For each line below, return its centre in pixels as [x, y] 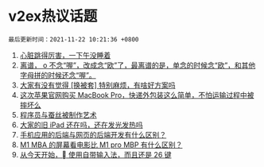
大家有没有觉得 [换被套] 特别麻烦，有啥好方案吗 [97, 85]
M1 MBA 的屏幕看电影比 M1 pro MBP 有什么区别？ [101, 145]
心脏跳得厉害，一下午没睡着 [65, 55]
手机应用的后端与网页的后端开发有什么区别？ [93, 134]
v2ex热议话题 [53, 16]
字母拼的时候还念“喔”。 [58, 75]
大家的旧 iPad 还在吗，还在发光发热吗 [81, 125]
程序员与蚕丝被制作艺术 [58, 115]
